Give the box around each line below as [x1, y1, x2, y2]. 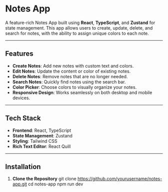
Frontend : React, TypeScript [12, 127, 71, 133]
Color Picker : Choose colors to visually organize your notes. [12, 84, 137, 90]
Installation [5, 162, 41, 171]
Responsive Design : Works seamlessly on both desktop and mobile [12, 89, 152, 95]
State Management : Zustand [12, 132, 72, 138]
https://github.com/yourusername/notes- [77, 176, 162, 182]
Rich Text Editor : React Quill [12, 143, 71, 149]
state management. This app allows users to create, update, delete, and [5, 25, 153, 31]
